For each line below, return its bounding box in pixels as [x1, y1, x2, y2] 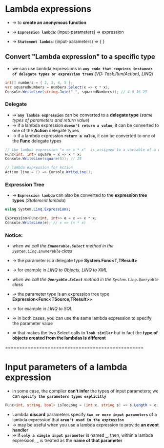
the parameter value [12, 321, 53, 326]
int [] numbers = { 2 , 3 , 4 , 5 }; [5, 80, 73, 85]
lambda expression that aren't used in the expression [12, 417, 124, 423]
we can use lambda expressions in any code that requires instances [12, 65, 153, 71]
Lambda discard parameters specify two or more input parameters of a [12, 411, 157, 418]
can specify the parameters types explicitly [12, 393, 106, 399]
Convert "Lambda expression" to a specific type [5, 53, 155, 61]
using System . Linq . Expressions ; [5, 207, 71, 212]
